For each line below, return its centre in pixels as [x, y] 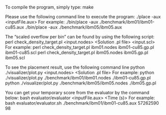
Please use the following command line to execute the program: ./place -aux [83, 17]
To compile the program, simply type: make [50, 7]
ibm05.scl [15, 58]
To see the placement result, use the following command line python [75, 67]
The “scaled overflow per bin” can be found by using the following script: [80, 37]
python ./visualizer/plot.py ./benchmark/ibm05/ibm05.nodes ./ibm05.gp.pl [81, 83]
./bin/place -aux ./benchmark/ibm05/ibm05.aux [74, 27]
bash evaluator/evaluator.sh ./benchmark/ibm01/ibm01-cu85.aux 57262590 [82, 103]
